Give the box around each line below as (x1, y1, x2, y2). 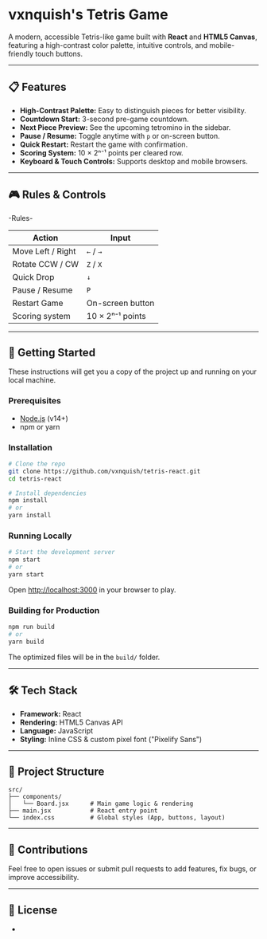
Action (33, 232, 59, 243)
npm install (8, 497, 48, 505)
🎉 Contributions (8, 843, 88, 856)
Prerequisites (8, 395, 61, 407)
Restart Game (12, 297, 64, 308)
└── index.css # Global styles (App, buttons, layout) (8, 814, 226, 822)
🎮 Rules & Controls (8, 188, 106, 202)
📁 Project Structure (8, 765, 105, 779)
